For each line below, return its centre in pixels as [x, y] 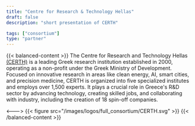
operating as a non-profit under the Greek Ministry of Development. [89, 68]
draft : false [22, 17]
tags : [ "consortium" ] [33, 33]
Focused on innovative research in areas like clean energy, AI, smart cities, [97, 75]
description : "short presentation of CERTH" [62, 22]
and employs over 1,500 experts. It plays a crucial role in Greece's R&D [93, 87]
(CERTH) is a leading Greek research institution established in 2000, [90, 62]
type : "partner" [26, 39]
